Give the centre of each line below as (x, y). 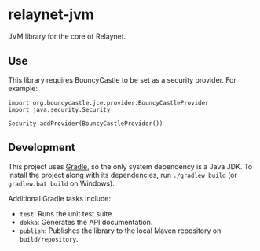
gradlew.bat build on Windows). (62, 183)
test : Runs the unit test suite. (66, 213)
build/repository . (49, 238)
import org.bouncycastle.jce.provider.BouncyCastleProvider (109, 103)
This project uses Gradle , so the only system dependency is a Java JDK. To (130, 166)
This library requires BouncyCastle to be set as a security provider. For (123, 79)
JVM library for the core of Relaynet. (67, 36)
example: (23, 88)
